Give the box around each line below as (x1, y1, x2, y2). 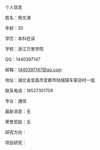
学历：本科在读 (5, 36, 35, 41)
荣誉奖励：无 (5, 119, 31, 125)
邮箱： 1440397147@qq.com (5, 67, 62, 73)
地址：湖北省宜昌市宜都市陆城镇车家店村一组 (5, 77, 95, 83)
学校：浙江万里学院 (5, 46, 44, 51)
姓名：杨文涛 (5, 15, 31, 21)
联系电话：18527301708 (5, 88, 54, 93)
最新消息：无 (5, 108, 31, 114)
